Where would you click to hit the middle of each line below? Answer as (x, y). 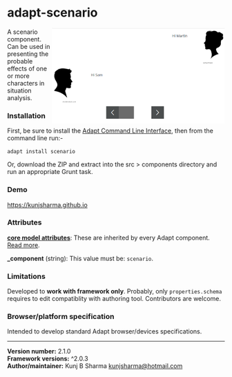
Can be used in (29, 46)
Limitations (27, 276)
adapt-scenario (52, 13)
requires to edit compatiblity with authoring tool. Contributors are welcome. (114, 299)
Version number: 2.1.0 (39, 351)
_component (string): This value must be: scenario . (80, 258)
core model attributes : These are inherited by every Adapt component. (109, 238)
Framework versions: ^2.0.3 (48, 359)
